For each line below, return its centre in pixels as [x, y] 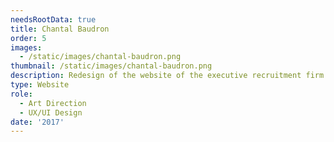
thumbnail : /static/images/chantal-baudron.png [111, 66]
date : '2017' [37, 122]
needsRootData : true [53, 19]
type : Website [40, 85]
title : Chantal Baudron [60, 29]
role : [21, 94]
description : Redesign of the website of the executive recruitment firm [167, 76]
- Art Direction [53, 103]
